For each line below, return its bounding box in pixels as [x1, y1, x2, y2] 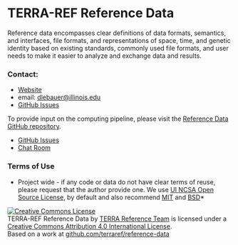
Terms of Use [7, 161, 55, 171]
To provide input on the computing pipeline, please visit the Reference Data [7, 114, 229, 123]
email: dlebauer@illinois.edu [17, 93, 101, 101]
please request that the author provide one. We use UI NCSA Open [17, 185, 214, 194]
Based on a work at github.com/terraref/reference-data [7, 229, 170, 238]
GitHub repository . [7, 122, 62, 131]
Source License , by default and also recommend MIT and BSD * [17, 193, 205, 201]
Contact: [7, 69, 38, 79]
